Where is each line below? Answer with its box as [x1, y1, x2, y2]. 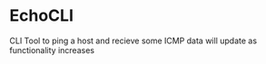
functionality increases [9, 44, 95, 55]
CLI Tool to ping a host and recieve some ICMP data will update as [9, 35, 257, 46]
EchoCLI [9, 5, 74, 26]
